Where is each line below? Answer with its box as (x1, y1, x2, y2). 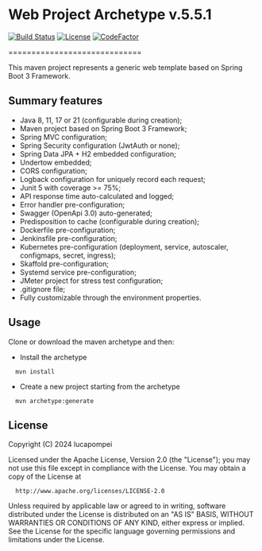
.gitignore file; (19, 284, 66, 293)
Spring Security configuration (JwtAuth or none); (19, 141, 180, 150)
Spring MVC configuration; (19, 132, 108, 142)
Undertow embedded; (19, 157, 92, 167)
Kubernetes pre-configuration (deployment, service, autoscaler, (19, 242, 229, 251)
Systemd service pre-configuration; (19, 267, 137, 277)
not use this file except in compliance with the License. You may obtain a (8, 464, 246, 473)
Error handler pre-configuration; (19, 200, 125, 209)
